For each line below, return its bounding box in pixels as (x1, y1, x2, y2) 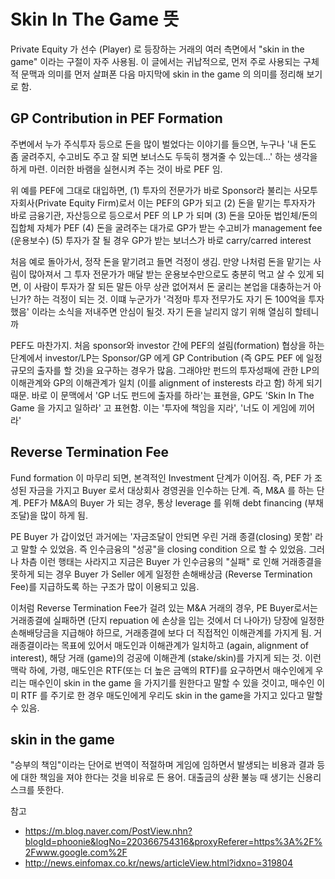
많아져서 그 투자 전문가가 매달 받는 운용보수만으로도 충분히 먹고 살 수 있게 (28, 268, 315, 280)
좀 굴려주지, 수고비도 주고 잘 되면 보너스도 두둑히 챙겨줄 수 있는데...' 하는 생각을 (10, 150, 318, 162)
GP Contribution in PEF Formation (10, 110, 223, 127)
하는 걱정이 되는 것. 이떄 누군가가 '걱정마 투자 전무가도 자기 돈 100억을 (33, 293, 307, 305)
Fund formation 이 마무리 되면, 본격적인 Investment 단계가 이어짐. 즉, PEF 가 (10, 471, 313, 484)
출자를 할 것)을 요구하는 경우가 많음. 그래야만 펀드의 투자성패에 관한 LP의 (36, 364, 320, 376)
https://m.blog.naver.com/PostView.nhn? (24, 825, 193, 837)
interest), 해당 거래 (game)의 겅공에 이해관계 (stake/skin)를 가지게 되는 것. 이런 (10, 651, 322, 664)
